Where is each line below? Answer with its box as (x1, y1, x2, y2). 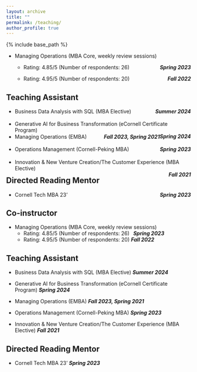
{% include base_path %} (6, 41, 68, 48)
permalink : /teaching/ (6, 19, 62, 25)
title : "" (6, 14, 30, 20)
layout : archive (6, 8, 46, 15)
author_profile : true (6, 25, 59, 31)
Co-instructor (6, 208, 57, 218)
